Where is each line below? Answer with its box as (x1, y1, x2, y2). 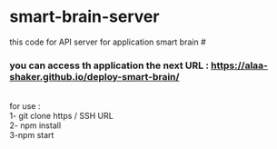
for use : (9, 101, 41, 112)
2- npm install (9, 120, 62, 131)
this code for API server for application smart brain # (9, 36, 206, 47)
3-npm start (9, 130, 54, 141)
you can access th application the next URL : (9, 59, 209, 72)
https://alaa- (210, 59, 268, 72)
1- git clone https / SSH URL (9, 111, 114, 122)
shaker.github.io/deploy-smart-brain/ (9, 70, 180, 83)
